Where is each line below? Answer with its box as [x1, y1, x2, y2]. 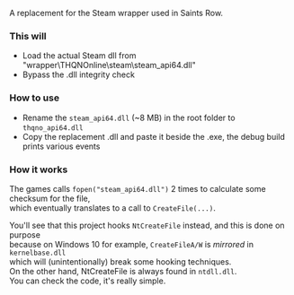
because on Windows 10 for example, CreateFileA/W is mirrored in [9, 239, 254, 249]
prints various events [22, 141, 101, 152]
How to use [9, 91, 60, 104]
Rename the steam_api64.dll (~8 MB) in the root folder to [22, 112, 236, 123]
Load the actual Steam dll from [22, 50, 137, 61]
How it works [9, 163, 68, 176]
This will [9, 30, 47, 42]
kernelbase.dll [9, 248, 67, 257]
